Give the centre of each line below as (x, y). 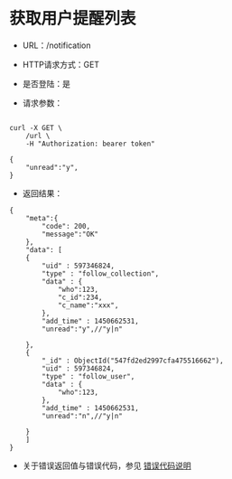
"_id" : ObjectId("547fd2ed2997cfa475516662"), (133, 361)
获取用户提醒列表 (73, 19)
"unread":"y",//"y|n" (83, 329)
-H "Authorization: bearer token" (90, 144)
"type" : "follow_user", (88, 376)
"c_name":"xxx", (88, 305)
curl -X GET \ (36, 127)
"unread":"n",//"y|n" (83, 416)
